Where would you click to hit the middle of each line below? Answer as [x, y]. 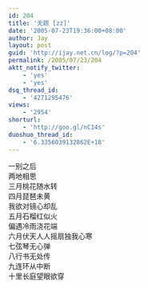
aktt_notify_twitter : [44, 68]
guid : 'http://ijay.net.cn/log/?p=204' [75, 53]
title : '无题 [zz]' [40, 23]
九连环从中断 [29, 266]
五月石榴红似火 [33, 216]
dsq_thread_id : [34, 90]
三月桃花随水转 [33, 186]
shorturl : [25, 120]
